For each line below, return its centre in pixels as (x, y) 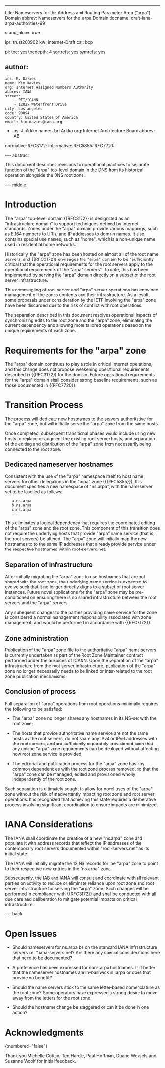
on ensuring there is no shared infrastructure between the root (94, 598)
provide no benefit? (32, 977)
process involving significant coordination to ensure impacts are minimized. (82, 804)
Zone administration (37, 638)
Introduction (31, 204)
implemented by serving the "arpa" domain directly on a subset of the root (80, 275)
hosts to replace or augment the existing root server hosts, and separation (80, 438)
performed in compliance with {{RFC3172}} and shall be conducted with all (81, 894)
